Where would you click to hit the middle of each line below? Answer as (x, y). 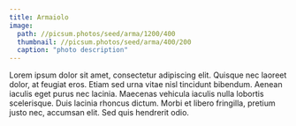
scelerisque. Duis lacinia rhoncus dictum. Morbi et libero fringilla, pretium (142, 103)
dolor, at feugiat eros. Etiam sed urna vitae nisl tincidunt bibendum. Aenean (146, 85)
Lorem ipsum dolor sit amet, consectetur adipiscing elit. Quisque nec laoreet (148, 75)
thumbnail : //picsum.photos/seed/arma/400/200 (104, 42)
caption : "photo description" (72, 50)
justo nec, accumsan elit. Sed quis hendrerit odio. (99, 113)
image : (21, 26)
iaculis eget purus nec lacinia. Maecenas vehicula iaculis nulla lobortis (137, 94)
